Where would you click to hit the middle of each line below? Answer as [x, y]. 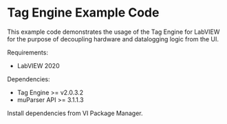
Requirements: [28, 52]
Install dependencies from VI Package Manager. [75, 113]
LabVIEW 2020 [38, 65]
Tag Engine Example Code [83, 13]
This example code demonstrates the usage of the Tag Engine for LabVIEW [113, 32]
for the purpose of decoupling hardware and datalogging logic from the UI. [113, 39]
